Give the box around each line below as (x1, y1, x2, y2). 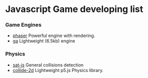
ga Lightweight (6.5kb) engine (12, 38, 75, 44)
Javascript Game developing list (5, 3, 143, 15)
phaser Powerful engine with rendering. (12, 32, 95, 38)
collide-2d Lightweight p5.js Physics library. (12, 67, 104, 73)
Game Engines (5, 21, 42, 28)
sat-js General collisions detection (12, 61, 84, 68)
